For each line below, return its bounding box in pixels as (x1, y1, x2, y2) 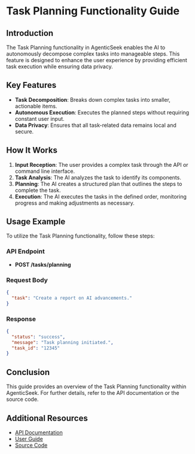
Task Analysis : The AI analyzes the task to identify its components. (14, 173, 181, 181)
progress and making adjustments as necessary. (14, 199, 135, 206)
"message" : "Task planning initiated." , (11, 339, 114, 345)
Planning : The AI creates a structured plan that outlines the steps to (14, 180, 182, 187)
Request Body (6, 276, 48, 284)
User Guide (14, 435, 43, 442)
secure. (14, 127, 34, 135)
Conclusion (6, 367, 50, 377)
